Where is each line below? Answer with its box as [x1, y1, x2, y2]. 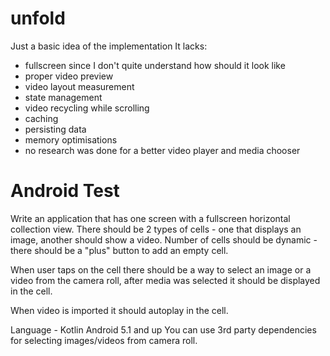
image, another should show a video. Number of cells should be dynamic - [10, 233, 318, 246]
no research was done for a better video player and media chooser [24, 144, 301, 156]
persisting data [24, 123, 87, 135]
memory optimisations [24, 133, 118, 146]
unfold [10, 7, 66, 30]
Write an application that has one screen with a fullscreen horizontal [10, 212, 291, 224]
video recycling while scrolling [24, 102, 150, 114]
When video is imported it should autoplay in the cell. [10, 304, 229, 316]
